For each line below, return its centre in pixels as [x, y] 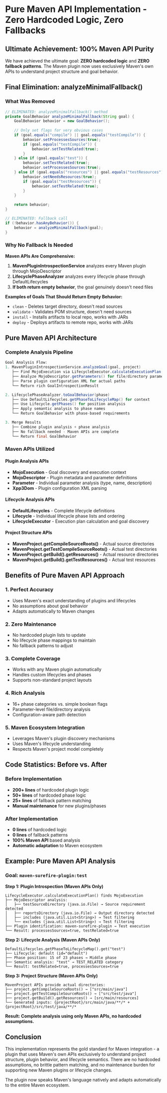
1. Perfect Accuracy [29, 590]
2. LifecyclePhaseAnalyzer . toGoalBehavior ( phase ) [58, 395]
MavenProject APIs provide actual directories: [55, 985]
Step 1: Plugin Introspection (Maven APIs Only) [54, 886]
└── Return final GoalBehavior [44, 436]
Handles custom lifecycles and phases [52, 675]
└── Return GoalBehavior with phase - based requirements [71, 413]
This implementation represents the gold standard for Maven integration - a [82, 1049]
